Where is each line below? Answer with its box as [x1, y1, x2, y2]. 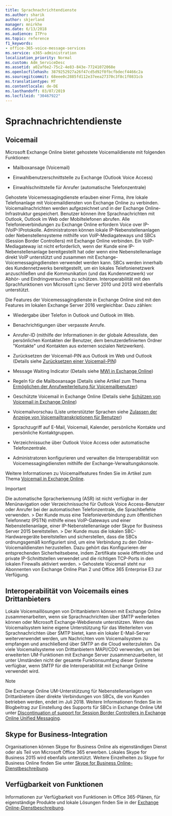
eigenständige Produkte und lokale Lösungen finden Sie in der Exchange [5, 799, 159, 805]
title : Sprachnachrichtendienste [5, 7, 77, 13]
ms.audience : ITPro [5, 31, 47, 36]
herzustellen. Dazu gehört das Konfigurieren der [45, 545, 147, 551]
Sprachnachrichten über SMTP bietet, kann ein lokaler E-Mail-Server [5, 630, 150, 636]
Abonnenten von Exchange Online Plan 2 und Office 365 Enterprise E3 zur [5, 567, 162, 573]
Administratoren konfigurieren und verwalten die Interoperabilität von [12, 455, 159, 461]
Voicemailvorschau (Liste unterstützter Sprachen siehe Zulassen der [12, 409, 157, 415]
